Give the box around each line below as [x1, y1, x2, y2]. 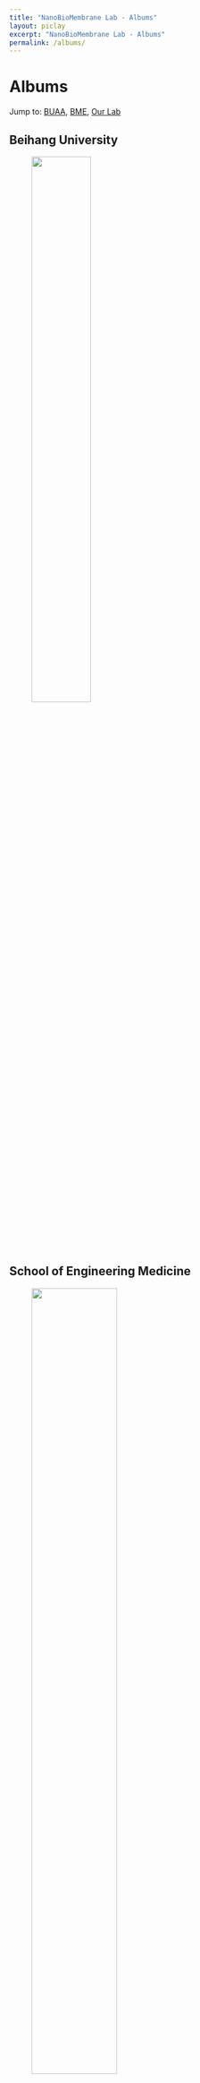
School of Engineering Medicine [9, 1264, 191, 1279]
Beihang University [9, 132, 119, 148]
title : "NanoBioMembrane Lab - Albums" [9, 13, 158, 22]
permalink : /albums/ [9, 38, 87, 47]
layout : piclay [9, 21, 66, 30]
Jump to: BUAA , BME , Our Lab [9, 107, 121, 117]
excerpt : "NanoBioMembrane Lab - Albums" [9, 30, 166, 39]
